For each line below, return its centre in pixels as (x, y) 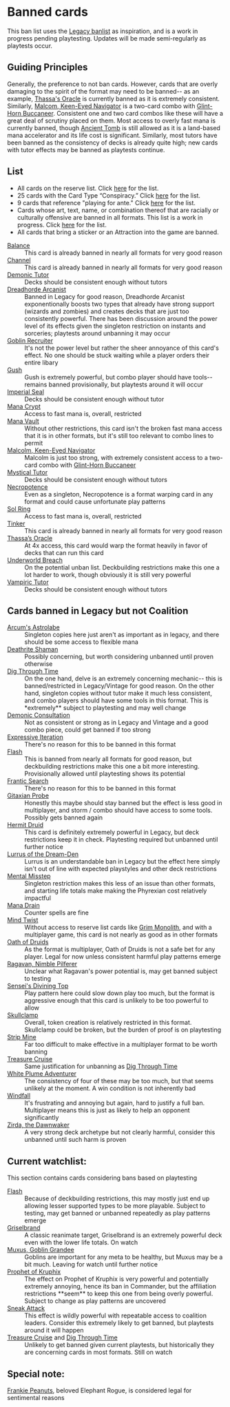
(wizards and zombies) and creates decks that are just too (107, 311)
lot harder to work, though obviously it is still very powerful (108, 574)
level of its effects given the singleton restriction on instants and (115, 326)
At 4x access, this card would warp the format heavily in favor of (116, 545)
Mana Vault (23, 421)
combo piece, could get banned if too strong (88, 730)
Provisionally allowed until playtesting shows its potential (105, 774)
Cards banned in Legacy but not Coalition (98, 611)
